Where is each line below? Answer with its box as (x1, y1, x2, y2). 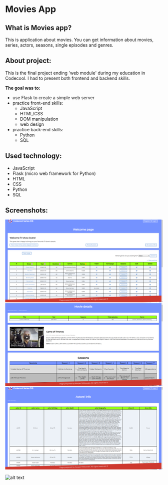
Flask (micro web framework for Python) (12, 170, 96, 176)
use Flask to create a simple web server (12, 94, 95, 101)
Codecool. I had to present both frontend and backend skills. (5, 75, 130, 81)
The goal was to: (5, 85, 40, 91)
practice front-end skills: (12, 100, 63, 106)
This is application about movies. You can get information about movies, (5, 37, 154, 43)
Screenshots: (5, 206, 48, 215)
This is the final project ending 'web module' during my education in (5, 70, 145, 76)
